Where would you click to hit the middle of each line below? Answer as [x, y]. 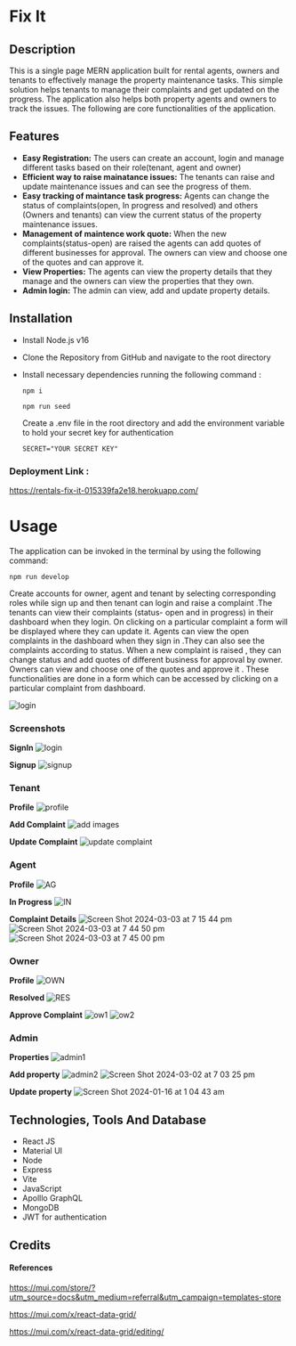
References [31, 1268]
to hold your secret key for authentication [98, 432]
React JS [39, 1141]
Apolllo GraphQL [52, 1198]
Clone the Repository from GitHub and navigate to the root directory [146, 357]
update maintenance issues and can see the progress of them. [136, 186]
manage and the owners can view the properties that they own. [138, 281]
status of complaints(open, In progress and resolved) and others [140, 205]
